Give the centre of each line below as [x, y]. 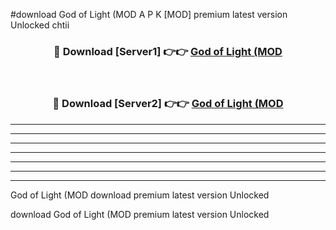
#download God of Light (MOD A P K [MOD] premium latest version [149, 14]
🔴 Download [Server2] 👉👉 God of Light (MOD [168, 104]
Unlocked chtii [40, 25]
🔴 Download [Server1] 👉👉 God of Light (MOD [168, 51]
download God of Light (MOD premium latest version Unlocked [140, 214]
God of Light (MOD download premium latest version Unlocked [140, 195]
